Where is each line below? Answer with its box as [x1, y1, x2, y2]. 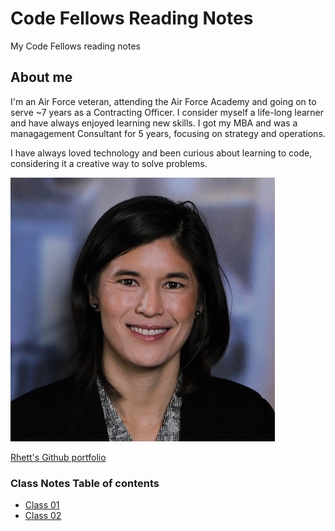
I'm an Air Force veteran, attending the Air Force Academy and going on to [10, 95, 317, 107]
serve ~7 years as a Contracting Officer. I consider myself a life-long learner [10, 106, 325, 118]
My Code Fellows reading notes [10, 40, 142, 52]
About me [10, 69, 73, 86]
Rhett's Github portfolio [10, 451, 107, 463]
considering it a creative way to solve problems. [10, 157, 208, 169]
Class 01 [24, 499, 60, 511]
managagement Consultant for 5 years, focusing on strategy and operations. [10, 127, 326, 139]
